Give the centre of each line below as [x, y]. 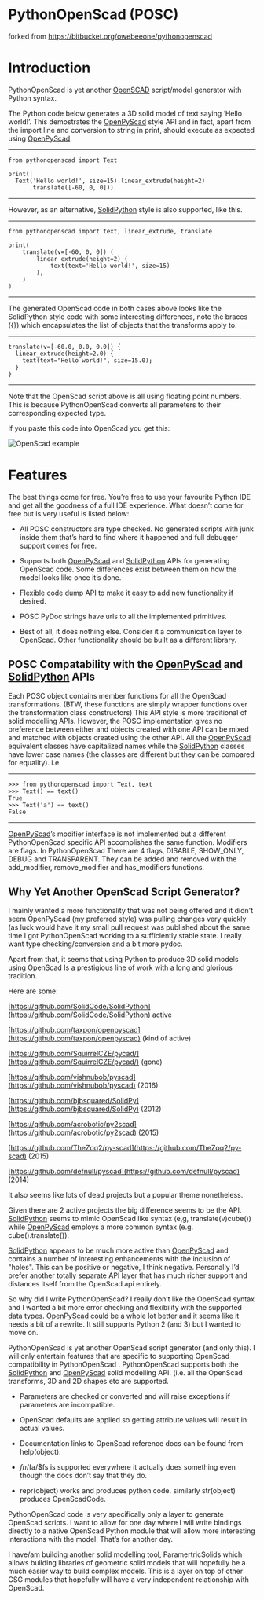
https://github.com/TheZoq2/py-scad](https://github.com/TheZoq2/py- [126, 1148]
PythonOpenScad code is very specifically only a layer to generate [116, 1514]
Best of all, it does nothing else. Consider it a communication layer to [130, 631]
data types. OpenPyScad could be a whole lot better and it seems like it [124, 1316]
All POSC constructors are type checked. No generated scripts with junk [136, 529]
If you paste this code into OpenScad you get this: [89, 428]
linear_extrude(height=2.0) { [64, 354]
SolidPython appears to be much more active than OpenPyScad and [119, 1250]
